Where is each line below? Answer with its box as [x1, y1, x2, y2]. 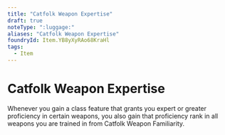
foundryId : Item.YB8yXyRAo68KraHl [7, 37, 110, 44]
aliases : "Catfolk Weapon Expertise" [7, 30, 120, 38]
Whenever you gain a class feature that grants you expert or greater [7, 104, 207, 112]
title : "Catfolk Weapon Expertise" [7, 10, 113, 18]
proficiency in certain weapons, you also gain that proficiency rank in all [7, 112, 219, 120]
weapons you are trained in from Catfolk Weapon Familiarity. [7, 119, 185, 128]
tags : [7, 43, 23, 50]
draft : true [7, 17, 43, 24]
